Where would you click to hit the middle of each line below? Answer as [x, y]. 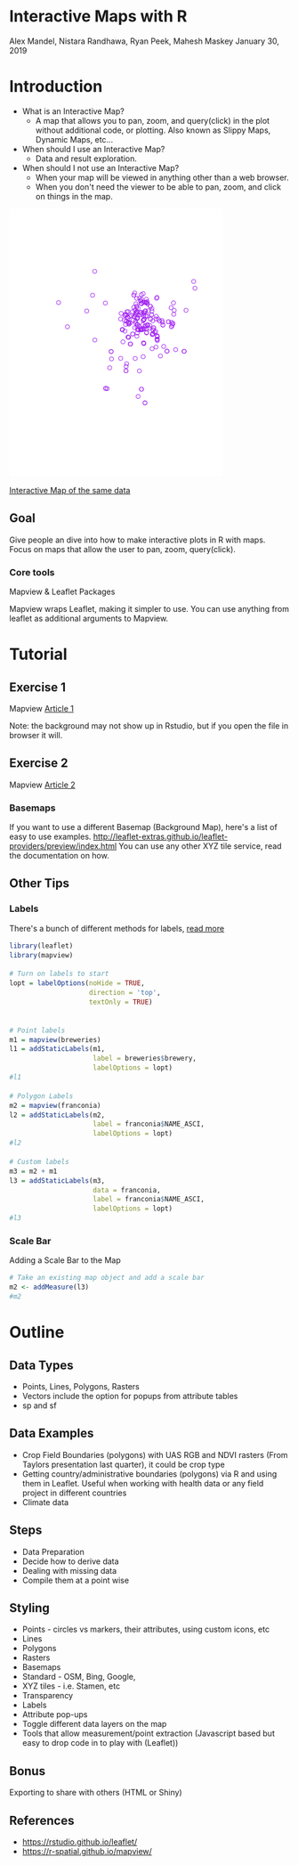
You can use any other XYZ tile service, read [200, 846]
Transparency [48, 1696]
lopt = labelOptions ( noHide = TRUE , [77, 983]
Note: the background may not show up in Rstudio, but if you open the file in [149, 725]
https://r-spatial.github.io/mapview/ [87, 1852]
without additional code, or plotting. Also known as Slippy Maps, [153, 130]
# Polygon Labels [41, 1096]
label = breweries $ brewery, [145, 1059]
